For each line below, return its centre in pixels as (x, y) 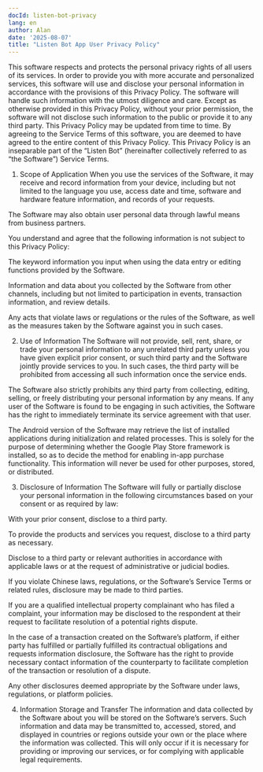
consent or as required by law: (69, 504)
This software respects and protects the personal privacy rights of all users (130, 67)
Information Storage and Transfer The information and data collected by (136, 710)
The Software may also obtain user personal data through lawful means (124, 215)
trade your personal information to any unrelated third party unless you (135, 349)
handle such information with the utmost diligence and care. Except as (122, 101)
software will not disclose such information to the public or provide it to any (130, 117)
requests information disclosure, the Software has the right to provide (121, 654)
